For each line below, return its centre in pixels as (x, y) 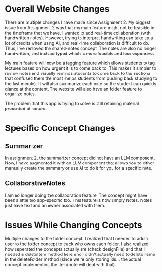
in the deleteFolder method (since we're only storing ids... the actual (73, 259)
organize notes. (21, 94)
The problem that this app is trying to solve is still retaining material (72, 103)
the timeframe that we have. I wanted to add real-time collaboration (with (78, 33)
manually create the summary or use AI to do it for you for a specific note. (79, 168)
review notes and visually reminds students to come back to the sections (78, 73)
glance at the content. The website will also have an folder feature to (73, 89)
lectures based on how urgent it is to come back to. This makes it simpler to (81, 68)
